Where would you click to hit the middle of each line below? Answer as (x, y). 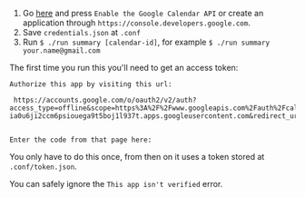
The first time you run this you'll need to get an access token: (124, 68)
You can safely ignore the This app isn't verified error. (116, 184)
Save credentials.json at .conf (81, 32)
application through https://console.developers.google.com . (137, 23)
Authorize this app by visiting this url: (91, 84)
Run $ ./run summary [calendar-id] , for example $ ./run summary (146, 42)
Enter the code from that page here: (81, 140)
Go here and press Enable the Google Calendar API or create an (143, 13)
